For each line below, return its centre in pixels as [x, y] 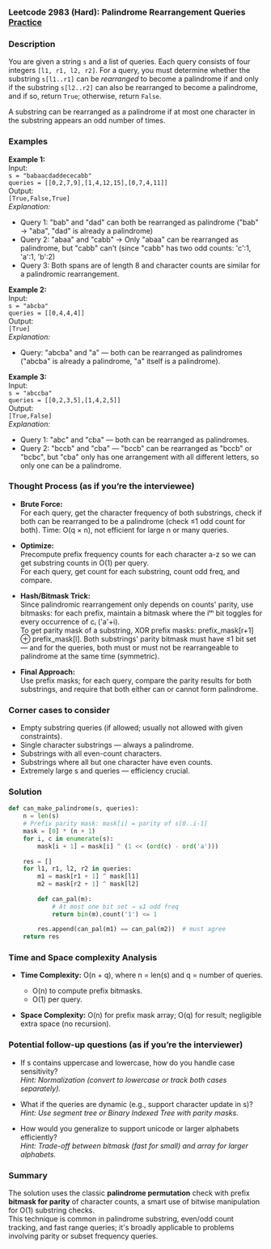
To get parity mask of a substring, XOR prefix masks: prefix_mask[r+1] [137, 630]
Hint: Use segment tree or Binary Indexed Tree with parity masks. [129, 1113]
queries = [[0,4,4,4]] [47, 313]
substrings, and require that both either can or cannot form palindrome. [139, 689]
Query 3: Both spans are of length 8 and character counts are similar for [140, 265]
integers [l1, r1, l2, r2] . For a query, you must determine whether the [129, 71]
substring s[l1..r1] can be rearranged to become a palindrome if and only [133, 79]
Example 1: [27, 159]
